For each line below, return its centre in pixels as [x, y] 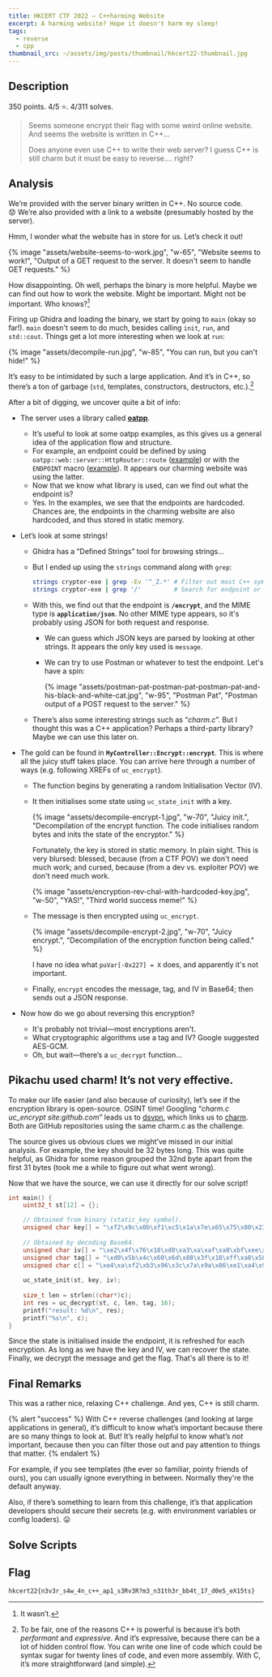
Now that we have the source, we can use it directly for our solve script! [128, 1183]
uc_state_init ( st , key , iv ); [72, 1280]
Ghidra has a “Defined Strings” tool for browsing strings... [128, 551]
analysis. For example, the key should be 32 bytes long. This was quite [126, 1150]
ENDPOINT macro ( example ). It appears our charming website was [140, 468]
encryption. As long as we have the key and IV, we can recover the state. [130, 1350]
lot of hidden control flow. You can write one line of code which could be [141, 1647]
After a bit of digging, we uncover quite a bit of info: [94, 402]
